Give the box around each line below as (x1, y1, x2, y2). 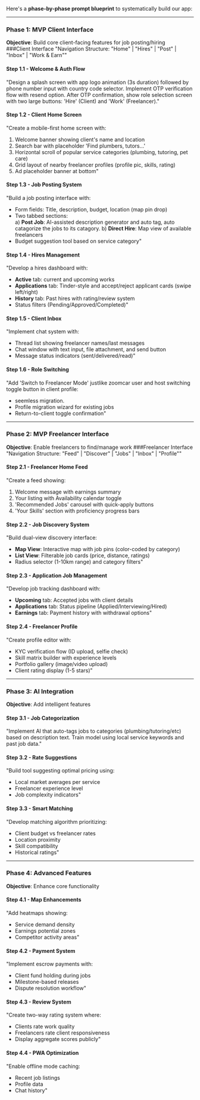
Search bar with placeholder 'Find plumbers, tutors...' (14, 142, 146, 149)
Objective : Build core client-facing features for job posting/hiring (6, 39, 165, 46)
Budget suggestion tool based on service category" (14, 237, 142, 245)
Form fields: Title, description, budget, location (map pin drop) (14, 205, 168, 213)
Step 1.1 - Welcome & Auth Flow (6, 65, 85, 72)
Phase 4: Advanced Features (6, 869, 92, 877)
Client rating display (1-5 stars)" (14, 667, 93, 674)
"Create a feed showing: (6, 477, 66, 484)
